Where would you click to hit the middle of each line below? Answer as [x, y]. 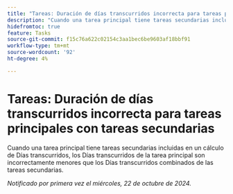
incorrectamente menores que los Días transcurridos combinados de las [110, 162]
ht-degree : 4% [28, 59]
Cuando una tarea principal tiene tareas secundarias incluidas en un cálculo [115, 148]
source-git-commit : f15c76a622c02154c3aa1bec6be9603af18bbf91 [99, 39]
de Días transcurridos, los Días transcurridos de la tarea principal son [106, 155]
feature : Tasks [29, 33]
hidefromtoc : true [34, 26]
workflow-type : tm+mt [38, 46]
